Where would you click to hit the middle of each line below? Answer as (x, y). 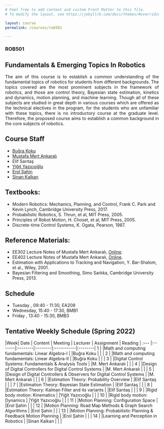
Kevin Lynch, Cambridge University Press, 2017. (60, 209)
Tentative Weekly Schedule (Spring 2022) (70, 331)
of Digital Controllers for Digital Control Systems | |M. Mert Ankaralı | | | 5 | (80, 369)
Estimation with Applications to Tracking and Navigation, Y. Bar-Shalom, (84, 262)
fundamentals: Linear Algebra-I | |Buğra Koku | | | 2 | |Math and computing (80, 353)
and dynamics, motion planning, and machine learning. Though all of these (82, 97)
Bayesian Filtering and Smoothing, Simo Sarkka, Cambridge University (83, 273)
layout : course (20, 23)
